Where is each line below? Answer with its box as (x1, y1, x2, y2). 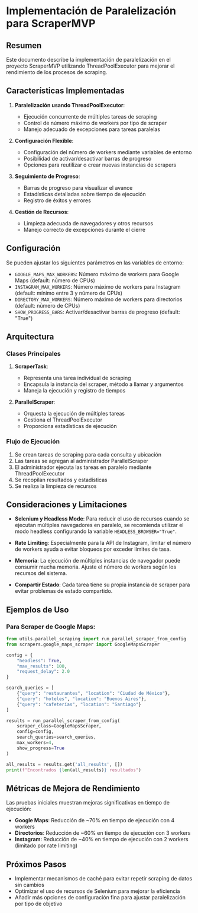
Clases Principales (6, 349, 61, 357)
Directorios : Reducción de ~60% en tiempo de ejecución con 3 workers (14, 829, 191, 837)
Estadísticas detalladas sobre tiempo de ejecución (23, 190, 146, 197)
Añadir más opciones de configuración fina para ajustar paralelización (14, 894, 186, 901)
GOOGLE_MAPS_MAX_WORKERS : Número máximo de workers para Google (14, 270, 179, 277)
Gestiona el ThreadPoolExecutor (23, 416, 102, 423)
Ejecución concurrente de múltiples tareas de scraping (23, 113, 157, 120)
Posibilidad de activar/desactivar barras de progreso (23, 155, 152, 162)
